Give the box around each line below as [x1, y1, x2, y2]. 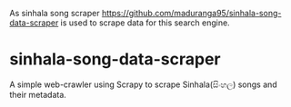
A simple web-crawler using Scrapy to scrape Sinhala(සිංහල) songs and [9, 79, 277, 90]
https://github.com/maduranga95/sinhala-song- [101, 8, 282, 18]
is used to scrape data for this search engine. [60, 17, 230, 28]
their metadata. [9, 89, 66, 100]
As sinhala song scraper [9, 8, 100, 18]
